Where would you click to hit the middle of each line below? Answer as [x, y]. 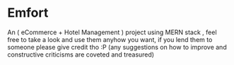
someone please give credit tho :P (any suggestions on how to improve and [117, 47]
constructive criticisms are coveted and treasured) [81, 55]
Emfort [28, 13]
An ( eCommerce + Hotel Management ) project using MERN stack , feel [112, 32]
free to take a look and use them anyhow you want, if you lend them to [110, 39]
